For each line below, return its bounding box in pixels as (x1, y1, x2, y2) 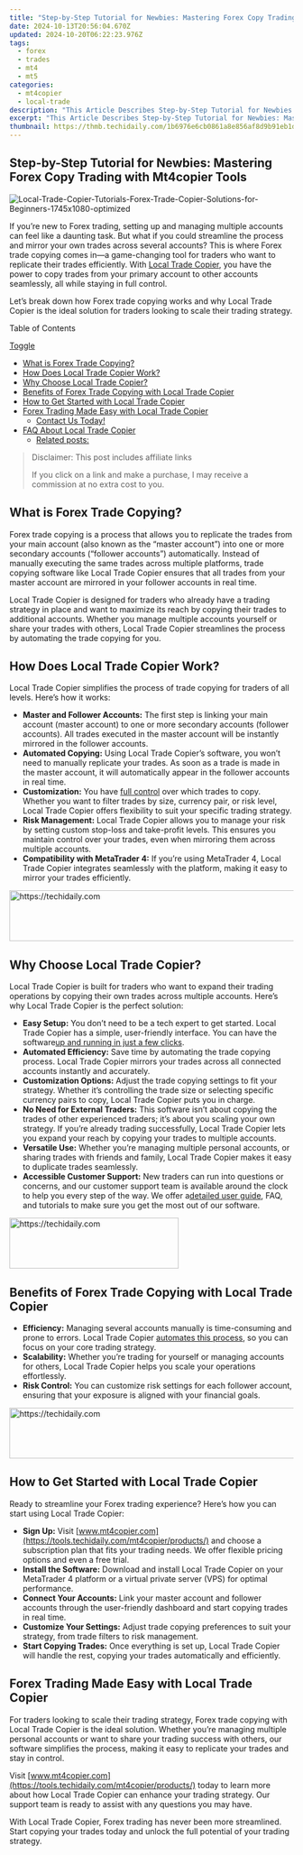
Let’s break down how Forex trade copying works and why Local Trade (9, 295, 272, 307)
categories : (9, 80, 54, 89)
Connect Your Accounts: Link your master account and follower (22, 1593, 262, 1603)
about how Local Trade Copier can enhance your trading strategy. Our (9, 1789, 271, 1800)
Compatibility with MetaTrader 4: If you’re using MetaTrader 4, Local (22, 853, 281, 864)
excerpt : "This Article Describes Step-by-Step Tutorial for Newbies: (9, 114, 280, 123)
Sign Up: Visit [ (22, 1525, 79, 1536)
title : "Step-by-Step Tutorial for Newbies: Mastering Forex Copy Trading (9, 13, 297, 23)
